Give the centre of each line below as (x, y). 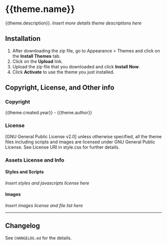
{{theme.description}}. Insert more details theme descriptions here (73, 23)
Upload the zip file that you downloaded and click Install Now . (76, 66)
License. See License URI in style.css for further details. (62, 147)
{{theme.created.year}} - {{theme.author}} (49, 113)
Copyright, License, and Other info (60, 88)
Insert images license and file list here (44, 206)
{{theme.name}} (40, 9)
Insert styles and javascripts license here (47, 183)
